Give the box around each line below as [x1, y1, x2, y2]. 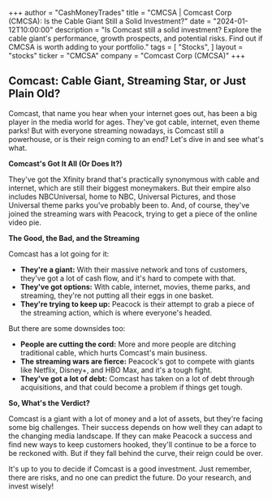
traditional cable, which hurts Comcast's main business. [19, 347, 208, 357]
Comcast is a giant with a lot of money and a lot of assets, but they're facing [8, 414, 264, 424]
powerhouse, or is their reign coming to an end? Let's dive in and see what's [8, 134, 264, 144]
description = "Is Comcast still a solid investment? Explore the [54, 25, 262, 34]
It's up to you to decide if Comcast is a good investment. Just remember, [8, 463, 252, 474]
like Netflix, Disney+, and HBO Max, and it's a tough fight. [19, 365, 213, 375]
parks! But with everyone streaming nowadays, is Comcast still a [8, 126, 225, 136]
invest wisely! [8, 481, 54, 491]
